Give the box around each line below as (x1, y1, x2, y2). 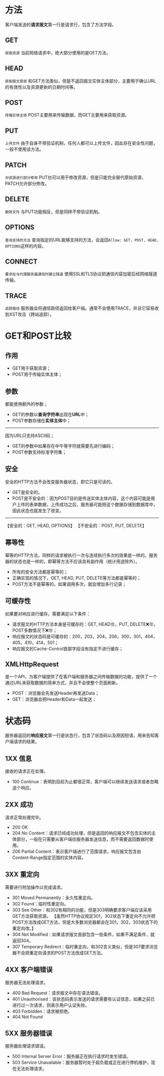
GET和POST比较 (5, 330, 72, 342)
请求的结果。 (13, 738, 40, 745)
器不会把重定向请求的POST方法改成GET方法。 (12, 950, 105, 955)
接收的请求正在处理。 (5, 768, 48, 774)
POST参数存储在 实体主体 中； (12, 417, 71, 424)
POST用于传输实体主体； (12, 371, 62, 377)
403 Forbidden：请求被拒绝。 (12, 1008, 72, 1014)
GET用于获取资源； (12, 366, 51, 371)
